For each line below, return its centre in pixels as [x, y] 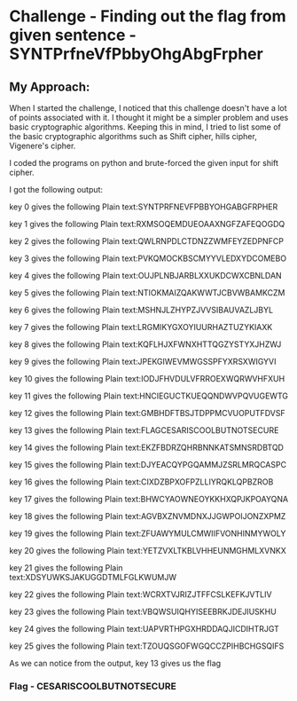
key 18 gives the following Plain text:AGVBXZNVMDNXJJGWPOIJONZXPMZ [148, 516]
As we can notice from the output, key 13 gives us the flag [115, 663]
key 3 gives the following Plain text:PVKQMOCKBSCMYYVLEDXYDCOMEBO [148, 258]
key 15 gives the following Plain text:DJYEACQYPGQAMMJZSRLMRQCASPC [148, 465]
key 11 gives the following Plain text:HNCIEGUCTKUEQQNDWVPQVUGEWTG [148, 396]
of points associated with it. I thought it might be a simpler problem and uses [149, 118]
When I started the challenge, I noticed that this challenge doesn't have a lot [148, 108]
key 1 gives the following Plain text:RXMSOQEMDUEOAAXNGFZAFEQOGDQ [147, 224]
